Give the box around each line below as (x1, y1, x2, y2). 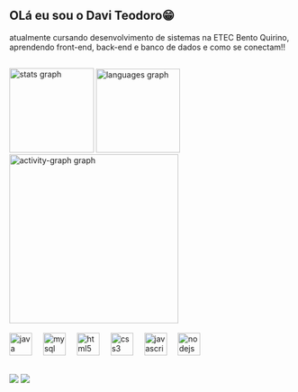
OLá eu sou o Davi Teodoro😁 (9, 8, 176, 23)
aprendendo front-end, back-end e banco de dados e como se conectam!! (9, 41, 286, 52)
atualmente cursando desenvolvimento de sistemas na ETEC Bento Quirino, (9, 32, 290, 42)
